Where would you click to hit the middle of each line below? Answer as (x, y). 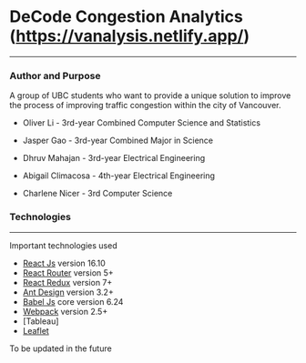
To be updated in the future (61, 348)
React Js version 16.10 (64, 263)
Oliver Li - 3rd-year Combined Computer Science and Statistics (142, 123)
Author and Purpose (55, 76)
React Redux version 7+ (67, 282)
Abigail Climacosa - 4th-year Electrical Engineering (119, 176)
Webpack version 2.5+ (65, 311)
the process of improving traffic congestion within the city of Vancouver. (145, 106)
